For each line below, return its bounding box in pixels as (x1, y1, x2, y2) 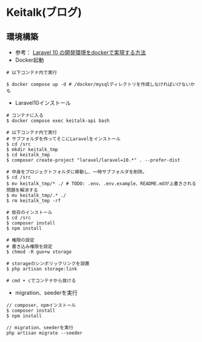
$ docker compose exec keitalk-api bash (6, 118, 110, 124)
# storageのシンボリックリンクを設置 (6, 261, 90, 267)
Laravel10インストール (15, 99, 71, 106)
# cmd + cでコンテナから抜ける (6, 278, 76, 284)
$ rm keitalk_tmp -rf (6, 198, 61, 204)
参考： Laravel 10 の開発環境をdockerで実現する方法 (15, 49, 146, 56)
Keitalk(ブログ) (6, 5, 82, 19)
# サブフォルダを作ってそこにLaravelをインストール (6, 136, 121, 142)
